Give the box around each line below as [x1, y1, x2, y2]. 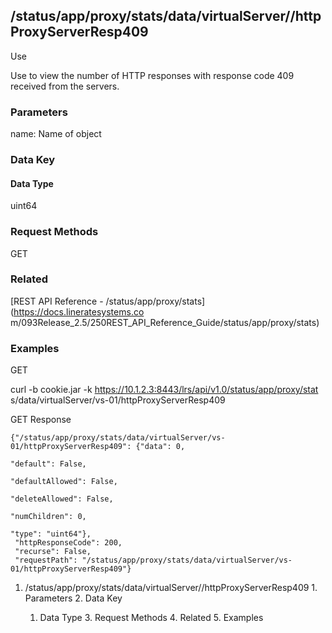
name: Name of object [10, 128, 102, 140]
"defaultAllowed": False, [10, 477, 118, 487]
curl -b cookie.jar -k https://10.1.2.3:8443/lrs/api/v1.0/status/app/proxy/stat [10, 384, 319, 396]
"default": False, [10, 459, 87, 469]
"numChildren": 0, [10, 512, 87, 522]
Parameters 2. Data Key [24, 592, 123, 604]
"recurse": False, [14, 547, 92, 557]
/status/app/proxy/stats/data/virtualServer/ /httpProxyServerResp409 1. [24, 582, 318, 594]
